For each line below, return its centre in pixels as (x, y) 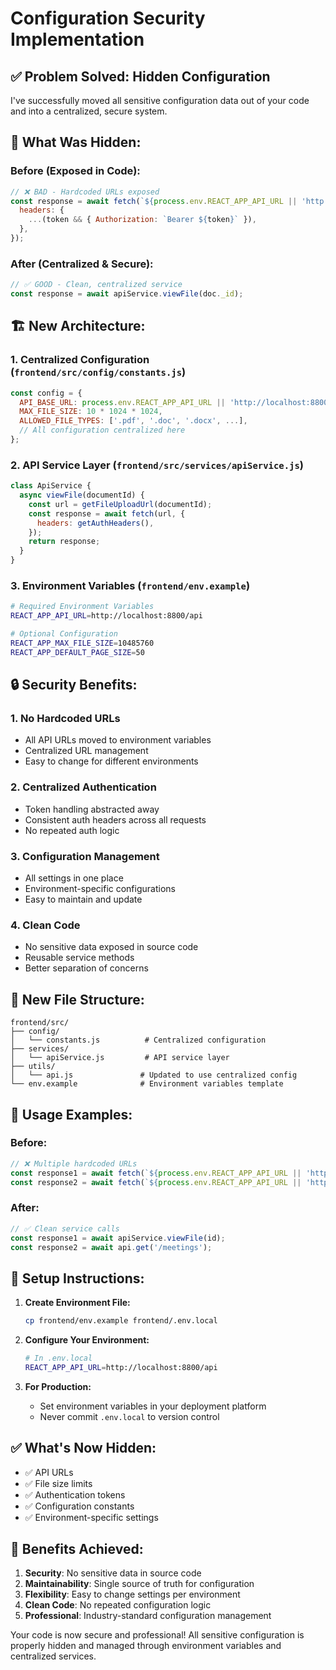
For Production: (58, 1386)
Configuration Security (108, 18)
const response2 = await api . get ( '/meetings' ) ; (111, 1247)
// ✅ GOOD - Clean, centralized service (96, 285)
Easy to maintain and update (83, 899)
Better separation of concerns (86, 968)
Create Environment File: (77, 1303)
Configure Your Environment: (87, 1340)
